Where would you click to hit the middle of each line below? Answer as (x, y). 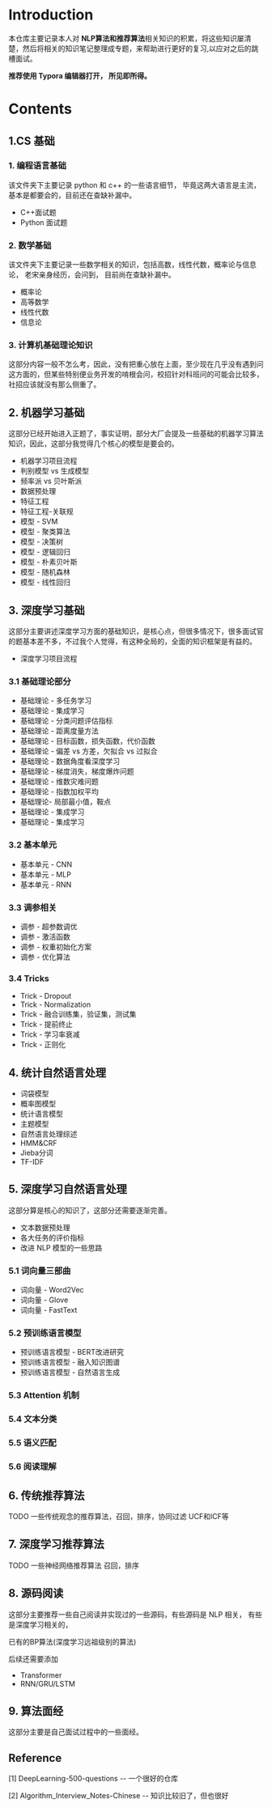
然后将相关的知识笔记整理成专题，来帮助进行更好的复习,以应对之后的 (137, 48)
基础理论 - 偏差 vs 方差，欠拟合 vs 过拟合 (89, 751)
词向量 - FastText (49, 1310)
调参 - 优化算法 (45, 957)
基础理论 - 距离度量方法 (59, 731)
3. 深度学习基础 (47, 610)
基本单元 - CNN (46, 864)
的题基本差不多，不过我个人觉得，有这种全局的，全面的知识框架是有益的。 (132, 642)
